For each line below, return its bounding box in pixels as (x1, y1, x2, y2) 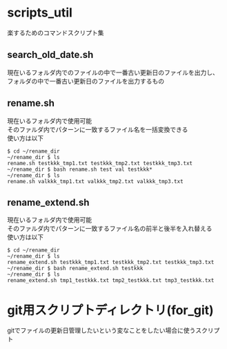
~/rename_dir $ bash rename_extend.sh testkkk (7, 265, 144, 272)
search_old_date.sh (7, 49, 94, 61)
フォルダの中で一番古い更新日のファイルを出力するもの (7, 77, 164, 85)
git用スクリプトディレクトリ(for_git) (7, 302, 214, 318)
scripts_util (7, 5, 72, 21)
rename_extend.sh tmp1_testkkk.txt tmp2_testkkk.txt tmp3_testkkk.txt (7, 277, 215, 284)
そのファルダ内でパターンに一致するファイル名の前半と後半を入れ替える (7, 225, 213, 233)
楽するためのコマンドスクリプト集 (7, 28, 104, 37)
